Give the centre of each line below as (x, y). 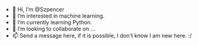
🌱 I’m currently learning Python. (52, 22)
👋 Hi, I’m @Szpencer (38, 9)
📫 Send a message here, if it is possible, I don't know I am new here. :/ (102, 36)
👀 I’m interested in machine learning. (58, 16)
